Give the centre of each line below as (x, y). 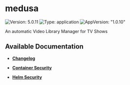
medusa (22, 8)
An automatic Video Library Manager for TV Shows (56, 31)
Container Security (32, 68)
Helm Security (27, 77)
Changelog (24, 58)
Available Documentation (44, 47)
